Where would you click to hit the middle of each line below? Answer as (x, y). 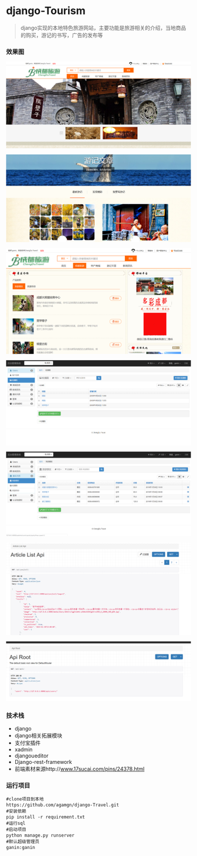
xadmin (23, 750)
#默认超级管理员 (23, 842)
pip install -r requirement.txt (45, 817)
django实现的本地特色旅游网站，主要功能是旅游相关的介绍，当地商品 (103, 28)
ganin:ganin (21, 848)
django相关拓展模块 (38, 736)
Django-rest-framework (43, 762)
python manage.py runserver (40, 835)
